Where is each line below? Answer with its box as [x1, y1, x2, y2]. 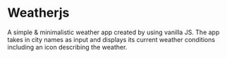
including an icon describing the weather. [7, 43, 128, 51]
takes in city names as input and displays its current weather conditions [7, 35, 216, 43]
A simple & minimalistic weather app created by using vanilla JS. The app [7, 28, 220, 36]
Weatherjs [7, 5, 70, 21]
